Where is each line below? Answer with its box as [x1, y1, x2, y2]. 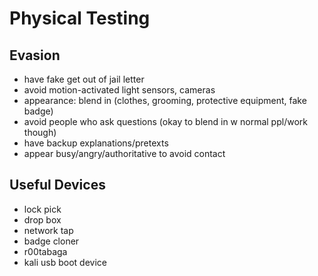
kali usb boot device [23, 256, 107, 268]
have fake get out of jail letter [23, 73, 145, 85]
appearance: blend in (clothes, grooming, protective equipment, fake [23, 95, 307, 106]
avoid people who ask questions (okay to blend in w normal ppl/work [23, 116, 308, 127]
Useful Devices [9, 177, 106, 194]
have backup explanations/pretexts [23, 137, 169, 149]
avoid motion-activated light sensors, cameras [23, 84, 216, 96]
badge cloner [23, 235, 80, 247]
